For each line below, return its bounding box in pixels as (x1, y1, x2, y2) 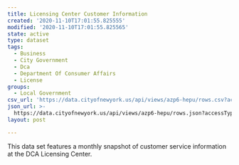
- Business (14, 50, 46, 58)
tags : (7, 43, 23, 50)
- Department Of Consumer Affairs (14, 70, 116, 77)
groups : (7, 83, 31, 90)
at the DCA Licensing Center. (7, 149, 92, 158)
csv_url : (7, 97, 33, 104)
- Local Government (14, 90, 72, 97)
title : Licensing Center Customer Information (7, 10, 148, 18)
